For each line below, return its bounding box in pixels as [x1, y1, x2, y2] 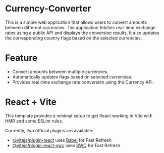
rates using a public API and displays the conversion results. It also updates [5, 30, 160, 36]
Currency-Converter [5, 3, 92, 14]
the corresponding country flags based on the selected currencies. [5, 35, 142, 41]
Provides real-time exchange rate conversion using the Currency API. [12, 79, 154, 85]
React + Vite [5, 97, 57, 108]
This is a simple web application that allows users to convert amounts [5, 19, 147, 25]
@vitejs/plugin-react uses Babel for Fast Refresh [12, 137, 112, 143]
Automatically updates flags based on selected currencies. [12, 74, 133, 79]
